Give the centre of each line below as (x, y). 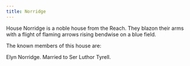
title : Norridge (26, 11)
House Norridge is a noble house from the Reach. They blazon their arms (95, 28)
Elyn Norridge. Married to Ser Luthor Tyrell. (58, 57)
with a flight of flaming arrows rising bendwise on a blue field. (81, 34)
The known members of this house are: (54, 46)
